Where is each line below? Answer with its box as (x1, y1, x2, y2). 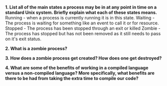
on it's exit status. (5, 36, 41, 42)
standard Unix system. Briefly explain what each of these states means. (5, 9, 157, 15)
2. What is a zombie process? (5, 46, 67, 51)
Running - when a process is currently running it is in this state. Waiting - (5, 15, 155, 20)
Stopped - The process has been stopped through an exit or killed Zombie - (5, 25, 161, 31)
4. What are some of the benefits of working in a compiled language (5, 65, 149, 71)
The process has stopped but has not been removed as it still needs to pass (5, 31, 161, 36)
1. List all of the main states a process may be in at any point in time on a (5, 4, 157, 10)
